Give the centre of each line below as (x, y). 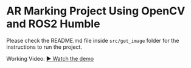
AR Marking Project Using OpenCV (96, 11)
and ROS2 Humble (53, 24)
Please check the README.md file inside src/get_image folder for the (93, 40)
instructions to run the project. (44, 47)
